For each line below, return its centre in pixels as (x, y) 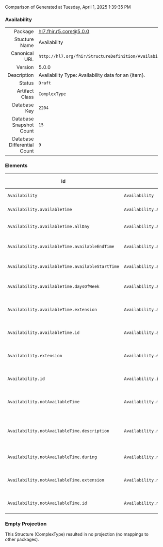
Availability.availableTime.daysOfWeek (53, 286)
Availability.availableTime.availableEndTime (61, 246)
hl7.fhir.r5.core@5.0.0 (64, 32)
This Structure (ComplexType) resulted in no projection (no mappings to (77, 534)
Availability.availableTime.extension (52, 309)
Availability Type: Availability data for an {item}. (92, 75)
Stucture (24, 39)
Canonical (22, 53)
